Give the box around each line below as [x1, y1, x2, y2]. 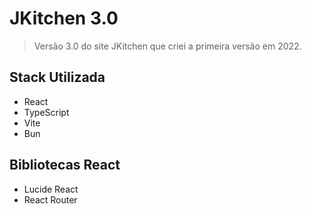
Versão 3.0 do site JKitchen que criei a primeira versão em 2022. [33, 40, 302, 52]
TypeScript [23, 106, 70, 118]
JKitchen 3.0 [9, 7, 119, 30]
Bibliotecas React [9, 157, 121, 174]
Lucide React [23, 183, 79, 195]
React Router [23, 193, 78, 206]
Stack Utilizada [9, 69, 106, 86]
